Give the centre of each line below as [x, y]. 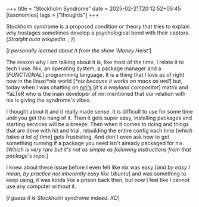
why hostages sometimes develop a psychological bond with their [87, 33]
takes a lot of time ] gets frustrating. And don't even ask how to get [88, 137]
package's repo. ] [27, 156]
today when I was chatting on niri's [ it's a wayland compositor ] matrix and [97, 87]
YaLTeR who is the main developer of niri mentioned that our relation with [96, 94]
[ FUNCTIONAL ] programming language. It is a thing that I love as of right [95, 75]
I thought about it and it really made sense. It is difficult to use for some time [99, 112]
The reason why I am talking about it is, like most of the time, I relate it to [95, 62]
